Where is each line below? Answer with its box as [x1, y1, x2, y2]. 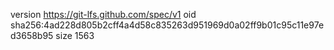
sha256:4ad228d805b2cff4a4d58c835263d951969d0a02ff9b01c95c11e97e [10, 19, 325, 31]
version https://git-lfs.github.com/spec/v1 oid [10, 9, 197, 20]
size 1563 [55, 30, 95, 41]
